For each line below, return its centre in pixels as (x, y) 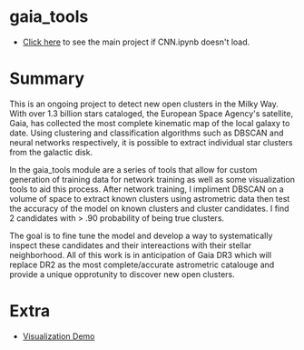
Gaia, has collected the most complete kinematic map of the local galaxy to (150, 123)
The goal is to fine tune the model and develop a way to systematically (141, 235)
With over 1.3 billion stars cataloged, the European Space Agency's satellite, (151, 113)
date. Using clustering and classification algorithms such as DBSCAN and (147, 133)
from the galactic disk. (51, 152)
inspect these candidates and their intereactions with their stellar (131, 245)
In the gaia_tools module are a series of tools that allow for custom (133, 169)
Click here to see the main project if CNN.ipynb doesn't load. (136, 42)
